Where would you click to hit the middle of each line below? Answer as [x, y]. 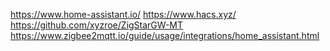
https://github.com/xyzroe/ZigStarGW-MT [97, 25]
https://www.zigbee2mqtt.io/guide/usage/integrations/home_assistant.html [165, 35]
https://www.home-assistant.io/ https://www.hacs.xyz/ [123, 14]
